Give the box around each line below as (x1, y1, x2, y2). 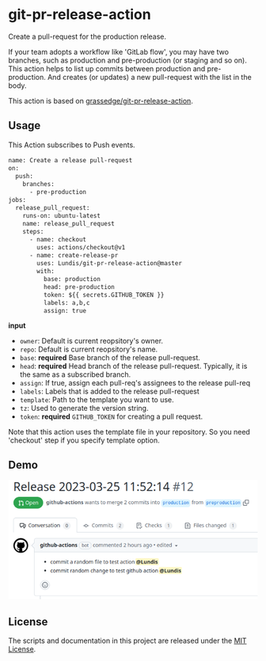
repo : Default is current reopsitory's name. (19, 344, 158, 354)
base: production (43, 275, 101, 283)
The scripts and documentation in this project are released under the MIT (8, 636, 247, 645)
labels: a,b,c (43, 298, 90, 306)
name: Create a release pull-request (8, 156, 133, 164)
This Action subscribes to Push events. (8, 140, 136, 150)
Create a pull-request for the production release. (8, 32, 167, 41)
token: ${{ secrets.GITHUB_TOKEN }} (43, 291, 165, 298)
